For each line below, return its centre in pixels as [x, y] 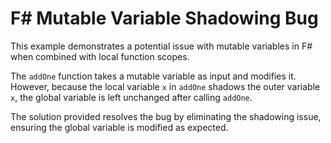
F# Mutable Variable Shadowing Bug [164, 18]
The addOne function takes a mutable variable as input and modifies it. [153, 76]
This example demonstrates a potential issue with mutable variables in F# [161, 46]
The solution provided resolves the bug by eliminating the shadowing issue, [166, 116]
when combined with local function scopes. [100, 56]
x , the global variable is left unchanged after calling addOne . [131, 97]
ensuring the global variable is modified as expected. [119, 127]
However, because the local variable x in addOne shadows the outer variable [165, 86]
